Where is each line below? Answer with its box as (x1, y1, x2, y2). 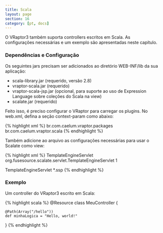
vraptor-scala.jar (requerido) (12, 83, 70, 89)
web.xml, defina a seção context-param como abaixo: (5, 113, 114, 119)
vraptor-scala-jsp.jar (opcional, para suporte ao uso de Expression (12, 88, 147, 94)
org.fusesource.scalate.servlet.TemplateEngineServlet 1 (5, 157, 117, 163)
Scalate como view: (5, 143, 45, 149)
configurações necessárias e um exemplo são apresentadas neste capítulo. (5, 40, 158, 46)
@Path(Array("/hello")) (5, 209, 54, 214)
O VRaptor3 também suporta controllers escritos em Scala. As (5, 34, 131, 40)
